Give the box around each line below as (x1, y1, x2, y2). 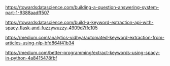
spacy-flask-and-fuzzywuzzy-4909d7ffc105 (5, 25, 98, 31)
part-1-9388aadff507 (5, 10, 50, 16)
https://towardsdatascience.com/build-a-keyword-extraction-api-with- (5, 20, 154, 25)
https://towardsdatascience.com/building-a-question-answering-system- (5, 5, 159, 10)
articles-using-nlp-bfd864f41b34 (5, 40, 75, 46)
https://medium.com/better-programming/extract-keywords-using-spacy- (5, 50, 160, 55)
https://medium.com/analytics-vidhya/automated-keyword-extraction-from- (5, 35, 165, 40)
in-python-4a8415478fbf (5, 55, 57, 61)
